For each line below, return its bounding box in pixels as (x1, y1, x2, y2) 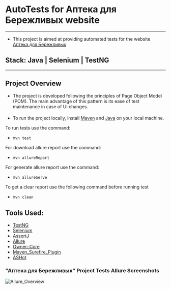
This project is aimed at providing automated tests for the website (12, 36, 151, 42)
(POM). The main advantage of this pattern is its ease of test (12, 98, 140, 104)
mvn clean (12, 195, 34, 200)
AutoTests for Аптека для (5, 4, 117, 15)
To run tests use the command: (5, 125, 71, 131)
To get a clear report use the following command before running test (5, 184, 149, 190)
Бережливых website (5, 14, 100, 26)
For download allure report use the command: (5, 145, 101, 151)
